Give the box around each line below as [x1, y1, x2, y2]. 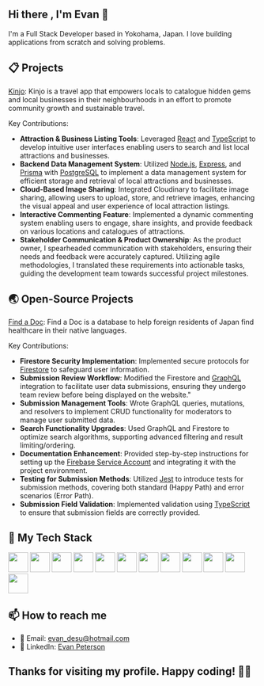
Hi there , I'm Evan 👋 [8, 8, 109, 21]
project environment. [19, 466, 89, 475]
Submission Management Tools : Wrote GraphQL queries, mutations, [19, 398, 245, 408]
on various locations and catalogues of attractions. [19, 227, 186, 236]
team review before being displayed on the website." [19, 390, 191, 400]
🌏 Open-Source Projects [8, 292, 134, 306]
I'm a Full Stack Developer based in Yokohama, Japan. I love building [8, 29, 232, 38]
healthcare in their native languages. [8, 326, 127, 335]
